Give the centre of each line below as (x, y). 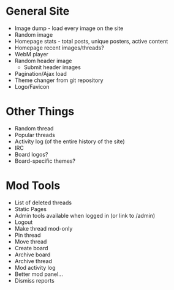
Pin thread (28, 235)
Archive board (32, 255)
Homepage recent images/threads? (59, 48)
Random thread (34, 128)
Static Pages (31, 209)
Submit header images (52, 67)
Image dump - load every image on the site (69, 28)
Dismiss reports (34, 280)
